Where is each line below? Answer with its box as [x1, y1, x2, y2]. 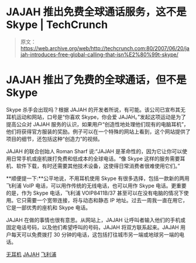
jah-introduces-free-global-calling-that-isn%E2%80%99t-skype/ [20, 51, 178, 58]
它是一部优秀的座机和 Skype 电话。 [6, 204, 91, 211]
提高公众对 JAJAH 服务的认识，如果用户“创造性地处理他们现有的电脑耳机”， [6, 120, 189, 127]
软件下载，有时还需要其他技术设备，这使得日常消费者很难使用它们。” [16, 162, 180, 169]
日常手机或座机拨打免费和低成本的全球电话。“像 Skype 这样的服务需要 [11, 155, 180, 162]
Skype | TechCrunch [6, 18, 108, 32]
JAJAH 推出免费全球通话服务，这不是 [6, 5, 187, 19]
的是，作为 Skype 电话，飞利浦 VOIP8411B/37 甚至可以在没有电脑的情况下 [6, 189, 184, 196]
